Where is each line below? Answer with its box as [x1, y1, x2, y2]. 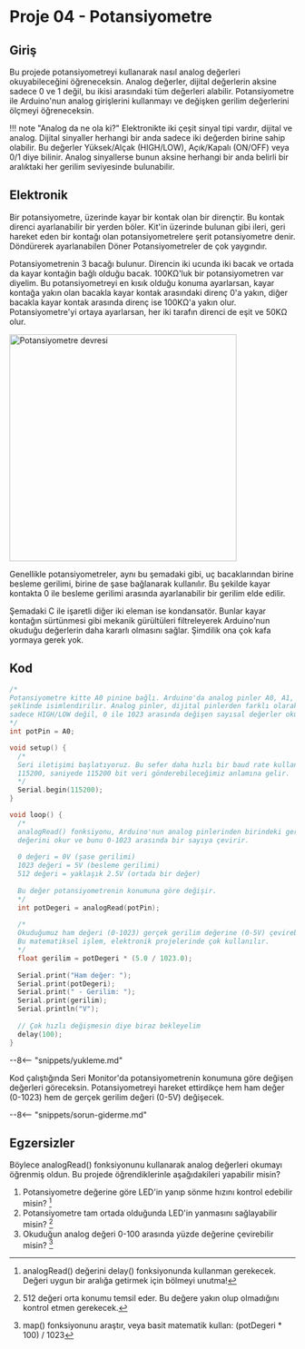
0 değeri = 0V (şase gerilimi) [17, 852, 136, 862]
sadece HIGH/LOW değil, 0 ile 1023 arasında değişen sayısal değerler [9, 710, 282, 719]
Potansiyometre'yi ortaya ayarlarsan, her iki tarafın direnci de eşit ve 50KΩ [9, 306, 288, 317]
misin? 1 [22, 1196, 53, 1208]
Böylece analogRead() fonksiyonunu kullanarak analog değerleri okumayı [9, 1159, 283, 1170]
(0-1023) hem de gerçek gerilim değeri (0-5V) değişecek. [9, 1091, 225, 1102]
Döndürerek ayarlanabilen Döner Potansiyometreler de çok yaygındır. [9, 241, 268, 251]
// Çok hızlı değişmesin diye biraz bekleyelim [17, 1021, 202, 1030]
